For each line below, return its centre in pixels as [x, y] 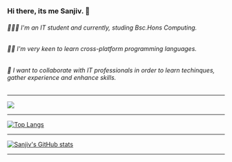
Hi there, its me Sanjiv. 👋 [49, 11]
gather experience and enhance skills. [62, 77]
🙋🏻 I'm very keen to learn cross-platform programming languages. [102, 49]
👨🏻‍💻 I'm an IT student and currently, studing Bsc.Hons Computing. [102, 28]
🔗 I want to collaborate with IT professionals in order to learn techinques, [111, 70]
